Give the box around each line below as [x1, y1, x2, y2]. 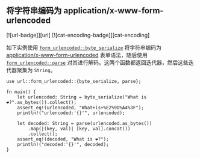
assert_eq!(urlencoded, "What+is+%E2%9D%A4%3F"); [17, 105, 145, 111]
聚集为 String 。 [16, 66, 56, 73]
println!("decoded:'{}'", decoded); [17, 141, 110, 147]
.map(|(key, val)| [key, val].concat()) [28, 126, 131, 132]
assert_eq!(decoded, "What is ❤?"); [17, 136, 110, 142]
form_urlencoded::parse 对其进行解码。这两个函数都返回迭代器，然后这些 [6, 59, 189, 66]
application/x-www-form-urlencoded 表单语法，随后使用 [6, 51, 148, 58]
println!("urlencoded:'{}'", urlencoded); [17, 110, 125, 116]
